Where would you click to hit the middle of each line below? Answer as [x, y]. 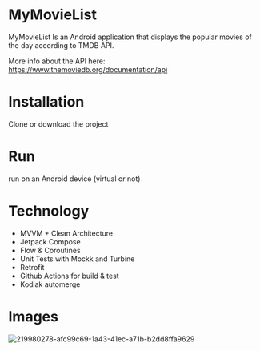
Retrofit [32, 267]
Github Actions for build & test [69, 276]
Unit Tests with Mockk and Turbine [77, 259]
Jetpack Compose [50, 241]
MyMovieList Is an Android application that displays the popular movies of [130, 37]
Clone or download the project [58, 124]
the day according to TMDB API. [61, 45]
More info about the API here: [57, 61]
